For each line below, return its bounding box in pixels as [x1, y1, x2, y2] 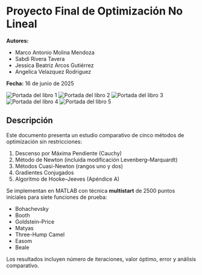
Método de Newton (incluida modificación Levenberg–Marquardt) [14, 156, 178, 163]
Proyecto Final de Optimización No [6, 4, 183, 18]
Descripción [6, 115, 53, 126]
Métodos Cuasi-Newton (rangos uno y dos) [14, 162, 124, 170]
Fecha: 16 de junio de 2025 [6, 80, 74, 87]
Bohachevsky [14, 205, 49, 212]
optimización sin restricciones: [6, 138, 83, 145]
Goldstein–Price [14, 218, 55, 225]
